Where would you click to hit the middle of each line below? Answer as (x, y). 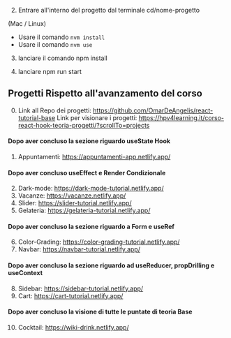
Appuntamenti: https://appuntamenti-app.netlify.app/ (94, 157)
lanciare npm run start (50, 72)
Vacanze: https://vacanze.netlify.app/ (72, 196)
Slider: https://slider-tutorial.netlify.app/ (75, 203)
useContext (25, 273)
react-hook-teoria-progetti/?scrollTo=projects (84, 125)
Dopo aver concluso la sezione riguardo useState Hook (89, 141)
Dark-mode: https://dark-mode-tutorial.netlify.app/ (91, 189)
